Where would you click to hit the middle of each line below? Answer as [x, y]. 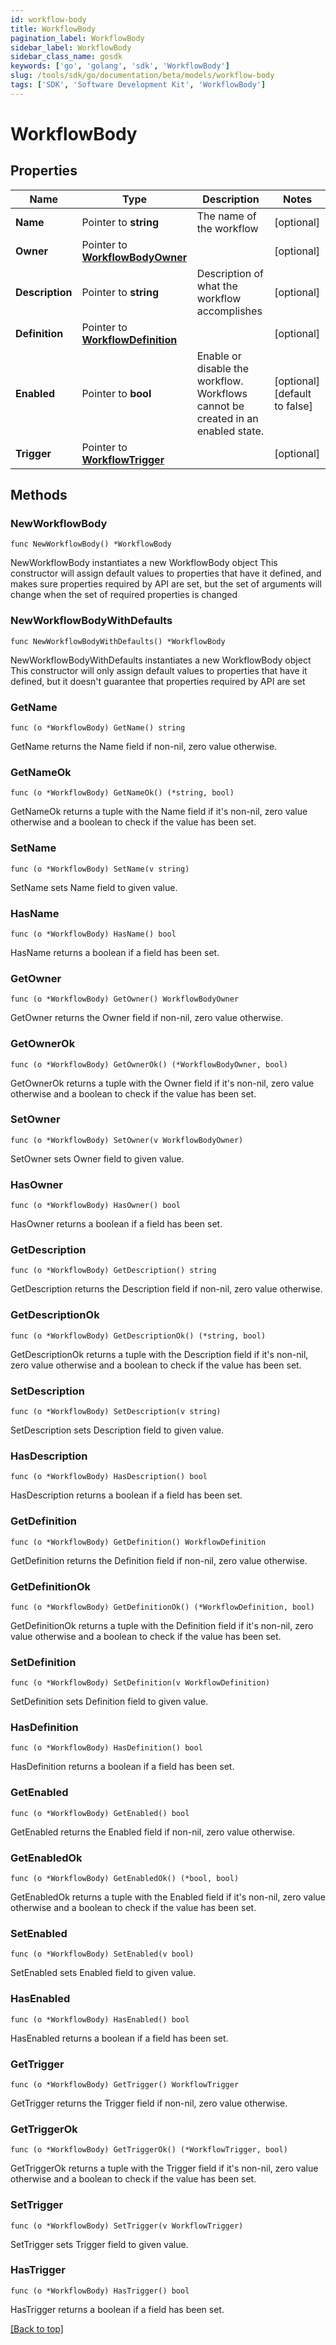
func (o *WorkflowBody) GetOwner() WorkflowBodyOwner [125, 999]
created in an [227, 418]
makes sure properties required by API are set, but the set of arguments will [166, 584]
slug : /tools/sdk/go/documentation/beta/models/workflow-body [142, 76]
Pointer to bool [116, 393]
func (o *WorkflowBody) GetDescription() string [113, 1271]
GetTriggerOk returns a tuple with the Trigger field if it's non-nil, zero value [164, 2168]
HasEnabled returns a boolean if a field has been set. [119, 2038]
